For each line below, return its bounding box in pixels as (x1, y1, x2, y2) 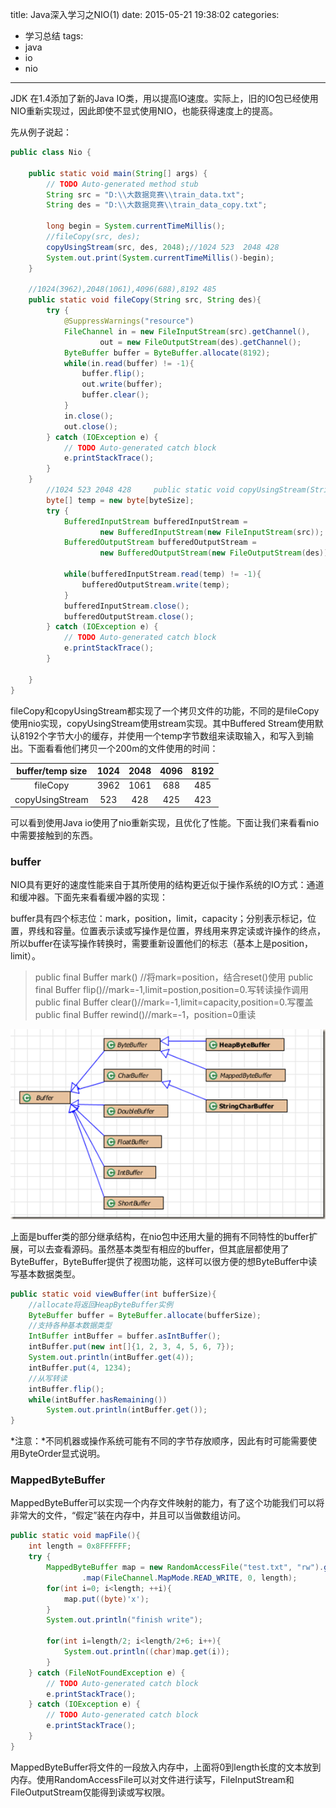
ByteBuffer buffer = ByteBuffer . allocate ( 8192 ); (63, 348, 271, 358)
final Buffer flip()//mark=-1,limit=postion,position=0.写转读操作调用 (34, 984, 310, 996)
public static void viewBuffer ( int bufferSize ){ (10, 1289, 217, 1299)
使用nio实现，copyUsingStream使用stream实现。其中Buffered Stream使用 (10, 717, 315, 729)
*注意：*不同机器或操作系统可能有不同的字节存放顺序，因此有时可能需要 (10, 1435, 309, 1447)
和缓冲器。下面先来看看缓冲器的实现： (10, 891, 168, 903)
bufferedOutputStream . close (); (63, 611, 195, 622)
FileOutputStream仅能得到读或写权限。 (10, 1786, 171, 1798)
